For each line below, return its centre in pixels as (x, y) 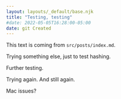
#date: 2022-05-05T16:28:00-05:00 (49, 23)
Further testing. (25, 68)
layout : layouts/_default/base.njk (50, 12)
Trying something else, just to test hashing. (58, 56)
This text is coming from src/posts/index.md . (61, 45)
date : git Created (29, 28)
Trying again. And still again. (41, 79)
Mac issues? (21, 91)
